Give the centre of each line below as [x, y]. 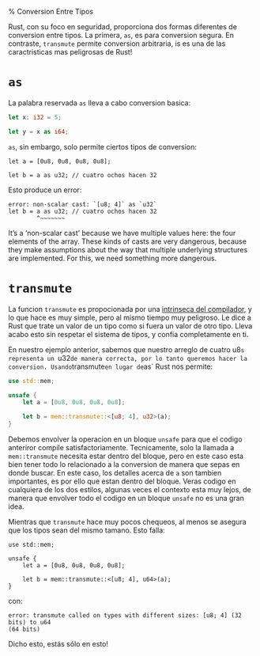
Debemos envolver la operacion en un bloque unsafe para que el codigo [125, 439]
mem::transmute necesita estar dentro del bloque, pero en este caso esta [126, 456]
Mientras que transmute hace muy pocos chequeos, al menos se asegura [127, 522]
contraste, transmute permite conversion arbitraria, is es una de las [117, 44]
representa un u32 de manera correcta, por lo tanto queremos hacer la [128, 358]
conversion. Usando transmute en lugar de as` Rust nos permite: [111, 366]
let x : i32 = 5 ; [35, 117]
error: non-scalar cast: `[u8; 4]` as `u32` [83, 204]
